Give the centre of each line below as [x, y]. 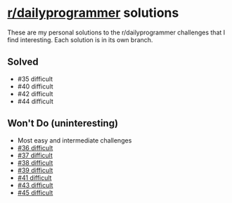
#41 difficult [34, 178]
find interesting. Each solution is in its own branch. [80, 39]
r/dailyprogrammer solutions [93, 13]
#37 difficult [35, 155]
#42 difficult [35, 93]
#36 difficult [35, 148]
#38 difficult [35, 162]
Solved [23, 62]
